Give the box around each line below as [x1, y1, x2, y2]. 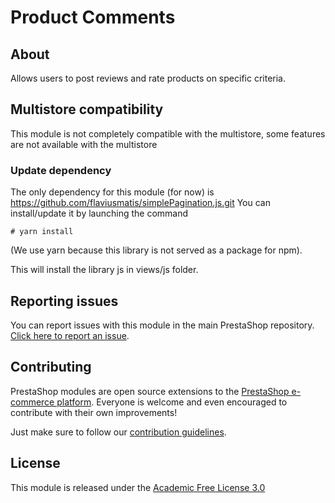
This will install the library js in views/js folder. [10, 264, 199, 276]
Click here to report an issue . [10, 329, 130, 341]
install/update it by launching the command [10, 207, 189, 220]
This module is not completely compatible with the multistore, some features [10, 127, 326, 140]
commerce [10, 396, 55, 408]
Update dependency [10, 163, 112, 177]
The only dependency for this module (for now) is [10, 186, 215, 198]
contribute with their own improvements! [10, 406, 178, 418]
